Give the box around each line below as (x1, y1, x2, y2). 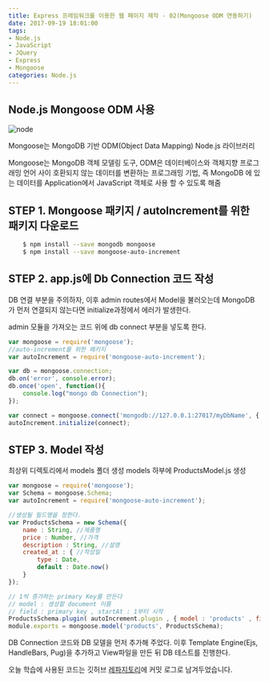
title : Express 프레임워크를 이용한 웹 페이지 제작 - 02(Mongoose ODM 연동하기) (8, 11, 253, 20)
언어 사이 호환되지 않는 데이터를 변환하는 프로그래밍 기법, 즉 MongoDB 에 (22, 168, 252, 178)
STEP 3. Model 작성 (8, 443, 104, 456)
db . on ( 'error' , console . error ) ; (8, 375, 116, 383)
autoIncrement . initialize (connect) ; (8, 419, 130, 427)
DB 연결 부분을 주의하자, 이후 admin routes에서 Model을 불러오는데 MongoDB (8, 295, 255, 304)
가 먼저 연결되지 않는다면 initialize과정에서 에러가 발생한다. (8, 305, 191, 315)
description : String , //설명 (22, 541, 120, 549)
